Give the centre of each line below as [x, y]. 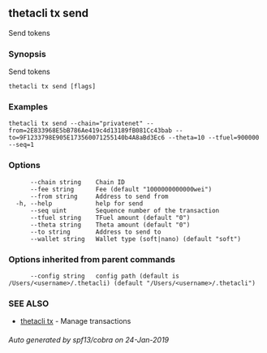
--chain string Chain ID [78, 182]
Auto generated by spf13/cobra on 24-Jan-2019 [89, 339]
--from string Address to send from [99, 196]
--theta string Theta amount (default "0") [110, 225]
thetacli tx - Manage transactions [75, 321]
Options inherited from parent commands [92, 259]
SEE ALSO [29, 303]
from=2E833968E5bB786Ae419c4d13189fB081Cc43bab [90, 131]
